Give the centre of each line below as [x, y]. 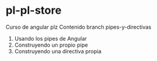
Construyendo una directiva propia [58, 51]
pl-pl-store [34, 10]
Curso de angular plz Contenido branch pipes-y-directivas [78, 27]
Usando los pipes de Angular [51, 38]
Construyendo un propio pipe [51, 45]
